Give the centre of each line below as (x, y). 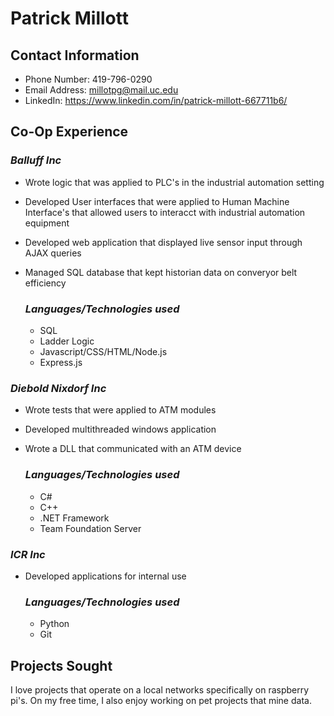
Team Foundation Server (90, 528)
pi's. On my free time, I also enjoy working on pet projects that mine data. (161, 700)
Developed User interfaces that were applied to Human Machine (157, 201)
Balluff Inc (36, 160)
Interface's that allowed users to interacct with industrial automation (165, 212)
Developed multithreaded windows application (120, 429)
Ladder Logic (67, 341)
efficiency (45, 283)
